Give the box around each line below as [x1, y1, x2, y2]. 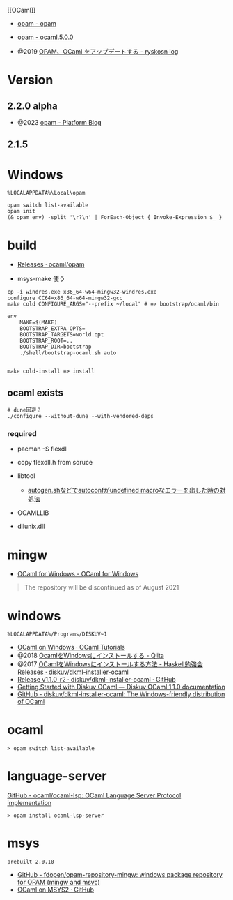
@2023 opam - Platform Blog [17, 119, 102, 126]
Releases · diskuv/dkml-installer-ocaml [17, 668, 129, 676]
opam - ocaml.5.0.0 [17, 33, 74, 41]
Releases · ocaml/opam [17, 260, 85, 269]
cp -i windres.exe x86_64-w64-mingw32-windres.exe [7, 289, 157, 296]
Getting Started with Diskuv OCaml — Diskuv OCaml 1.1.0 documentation [17, 683, 226, 691]
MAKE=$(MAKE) [19, 319, 58, 327]
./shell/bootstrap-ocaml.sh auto [19, 350, 117, 357]
